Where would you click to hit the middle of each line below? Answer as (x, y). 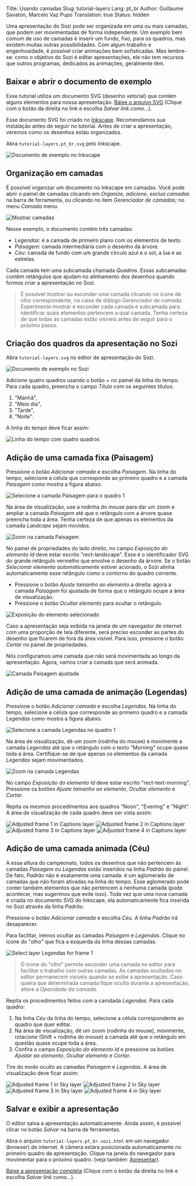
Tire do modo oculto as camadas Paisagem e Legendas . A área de (86, 1066)
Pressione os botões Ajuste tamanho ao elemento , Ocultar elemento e (91, 789)
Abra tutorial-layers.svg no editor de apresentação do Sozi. (80, 357)
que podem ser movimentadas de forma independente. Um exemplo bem (94, 32)
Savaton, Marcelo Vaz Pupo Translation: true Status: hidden (78, 15)
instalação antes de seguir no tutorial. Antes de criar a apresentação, (89, 126)
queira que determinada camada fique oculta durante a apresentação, (105, 983)
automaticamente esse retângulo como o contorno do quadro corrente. (92, 573)
